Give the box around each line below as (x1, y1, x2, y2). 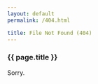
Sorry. (7, 68, 25, 77)
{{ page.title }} (7, 52, 58, 62)
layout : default (7, 10, 55, 17)
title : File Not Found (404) (7, 29, 92, 36)
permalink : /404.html (7, 17, 71, 24)
